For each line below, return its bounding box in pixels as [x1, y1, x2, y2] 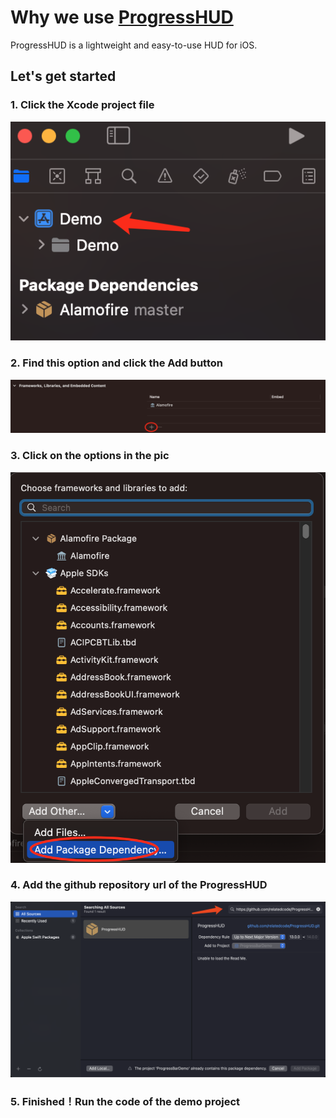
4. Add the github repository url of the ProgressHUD [10, 878, 268, 892]
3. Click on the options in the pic [10, 449, 170, 463]
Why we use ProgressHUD [10, 6, 234, 29]
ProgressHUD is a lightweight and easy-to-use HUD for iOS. [10, 39, 258, 51]
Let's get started [10, 68, 117, 85]
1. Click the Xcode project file [10, 98, 155, 112]
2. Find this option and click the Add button [10, 356, 223, 370]
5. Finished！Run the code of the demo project [10, 1094, 241, 1108]
